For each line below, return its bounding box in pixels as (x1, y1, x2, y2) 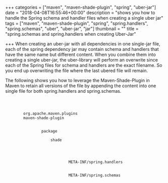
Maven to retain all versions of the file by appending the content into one (5, 83, 156, 89)
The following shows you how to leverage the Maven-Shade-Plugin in (5, 78, 150, 83)
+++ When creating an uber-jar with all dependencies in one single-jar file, (5, 41, 160, 47)
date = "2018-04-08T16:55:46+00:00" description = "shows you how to (5, 10, 155, 16)
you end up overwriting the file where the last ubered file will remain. (5, 68, 148, 74)
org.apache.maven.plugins (23, 111, 78, 116)
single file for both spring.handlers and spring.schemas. (5, 88, 122, 94)
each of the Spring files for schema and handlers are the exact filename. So (5, 63, 162, 68)
